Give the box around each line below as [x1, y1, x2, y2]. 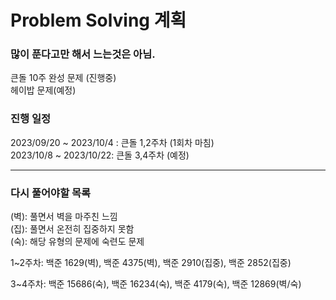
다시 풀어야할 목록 [10, 186, 92, 200]
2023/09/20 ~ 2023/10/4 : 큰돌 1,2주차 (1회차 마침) [10, 136, 215, 148]
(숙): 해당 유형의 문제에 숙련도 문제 [10, 236, 145, 248]
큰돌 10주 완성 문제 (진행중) [10, 72, 117, 84]
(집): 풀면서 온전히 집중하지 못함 [10, 223, 135, 235]
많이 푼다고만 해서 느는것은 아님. [10, 47, 156, 61]
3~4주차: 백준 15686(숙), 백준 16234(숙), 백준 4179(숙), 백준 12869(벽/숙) [10, 278, 302, 290]
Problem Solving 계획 [10, 9, 187, 32]
